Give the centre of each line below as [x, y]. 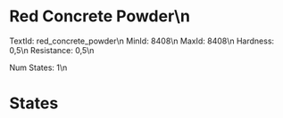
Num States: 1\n [38, 67]
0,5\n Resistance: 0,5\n [52, 50]
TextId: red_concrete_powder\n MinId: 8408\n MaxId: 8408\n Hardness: [142, 41]
